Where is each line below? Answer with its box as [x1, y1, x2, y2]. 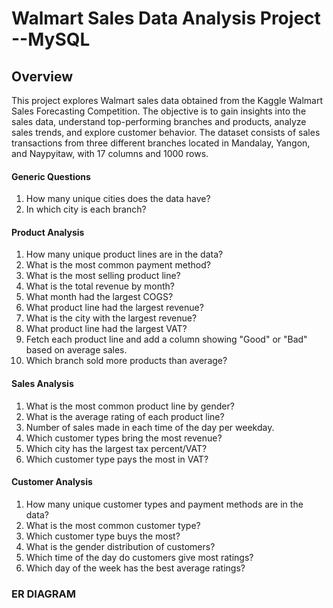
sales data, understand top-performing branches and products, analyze [11, 116, 307, 127]
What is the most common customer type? [25, 519, 201, 531]
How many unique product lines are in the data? [25, 248, 224, 261]
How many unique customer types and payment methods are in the [25, 498, 304, 510]
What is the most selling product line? [25, 270, 181, 282]
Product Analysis [11, 226, 85, 238]
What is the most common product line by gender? [25, 400, 235, 412]
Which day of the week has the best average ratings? [25, 562, 246, 574]
